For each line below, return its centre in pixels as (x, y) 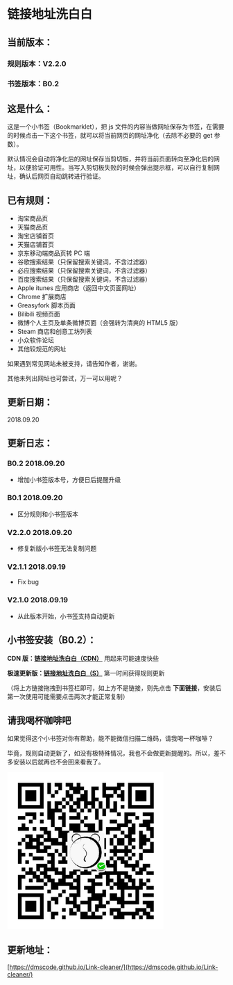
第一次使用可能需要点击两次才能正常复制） (68, 696)
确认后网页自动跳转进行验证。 (62, 176)
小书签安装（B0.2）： (52, 640)
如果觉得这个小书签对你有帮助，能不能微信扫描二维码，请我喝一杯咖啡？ (110, 739)
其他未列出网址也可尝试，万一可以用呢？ (65, 378)
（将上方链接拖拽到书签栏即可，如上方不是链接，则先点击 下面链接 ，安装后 (114, 688)
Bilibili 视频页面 (38, 314)
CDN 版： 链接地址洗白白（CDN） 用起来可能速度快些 (83, 658)
